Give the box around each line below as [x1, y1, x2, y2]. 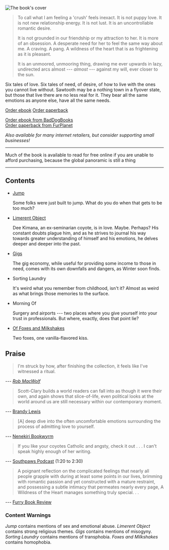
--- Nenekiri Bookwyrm [5, 433, 54, 439]
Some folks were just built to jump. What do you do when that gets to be [12, 200, 162, 206]
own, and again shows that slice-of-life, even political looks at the [17, 393, 154, 399]
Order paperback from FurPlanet [5, 123, 73, 128]
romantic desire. [17, 25, 52, 31]
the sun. [17, 72, 35, 78]
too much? [12, 205, 35, 211]
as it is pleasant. [17, 51, 51, 57]
